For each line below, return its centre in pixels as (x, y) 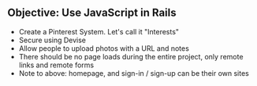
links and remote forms (56, 65)
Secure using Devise (52, 40)
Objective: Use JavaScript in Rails (92, 13)
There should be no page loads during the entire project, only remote (131, 56)
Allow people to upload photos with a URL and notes (104, 48)
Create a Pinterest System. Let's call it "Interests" (99, 31)
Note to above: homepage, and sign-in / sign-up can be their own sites (134, 73)
